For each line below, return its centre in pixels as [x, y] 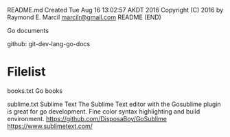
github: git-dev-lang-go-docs [49, 44]
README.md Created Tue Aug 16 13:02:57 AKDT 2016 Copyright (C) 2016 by [115, 10]
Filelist [26, 72]
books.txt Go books [35, 91]
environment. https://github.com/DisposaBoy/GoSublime [87, 118]
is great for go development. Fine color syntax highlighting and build [104, 111]
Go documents [28, 31]
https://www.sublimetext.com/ [50, 126]
